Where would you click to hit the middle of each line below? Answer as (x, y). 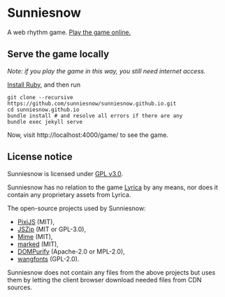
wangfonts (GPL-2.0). (48, 259)
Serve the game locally (58, 54)
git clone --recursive (40, 97)
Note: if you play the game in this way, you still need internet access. (107, 71)
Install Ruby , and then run (44, 85)
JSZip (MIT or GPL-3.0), (51, 229)
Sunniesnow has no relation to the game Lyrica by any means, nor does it (112, 187)
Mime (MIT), (35, 236)
